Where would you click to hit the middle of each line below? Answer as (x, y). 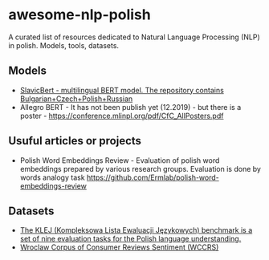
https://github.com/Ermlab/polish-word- (153, 177)
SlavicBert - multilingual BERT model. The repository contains (122, 90)
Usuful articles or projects (75, 141)
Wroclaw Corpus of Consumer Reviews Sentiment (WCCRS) (119, 247)
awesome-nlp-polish (79, 15)
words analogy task (53, 177)
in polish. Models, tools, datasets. (63, 45)
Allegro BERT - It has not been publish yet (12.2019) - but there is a (130, 107)
